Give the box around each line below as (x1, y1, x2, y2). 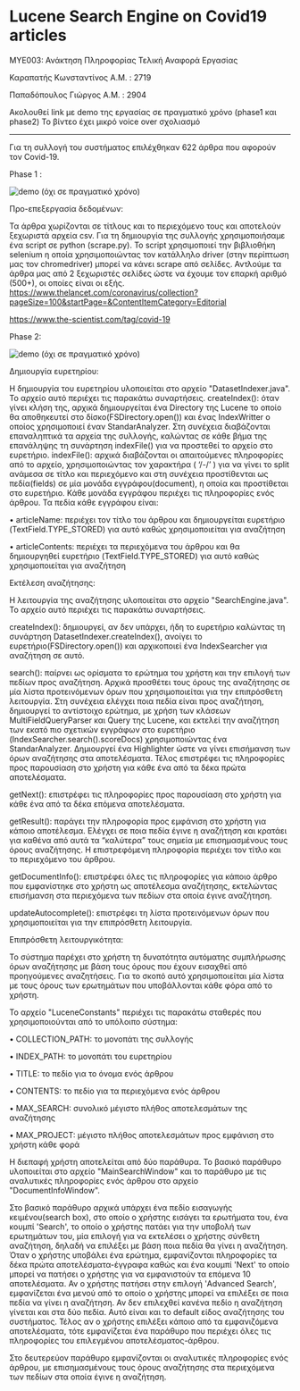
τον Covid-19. (9, 151, 60, 162)
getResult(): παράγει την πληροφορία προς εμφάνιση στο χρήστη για (9, 816, 267, 826)
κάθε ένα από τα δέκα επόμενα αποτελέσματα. (9, 798, 186, 809)
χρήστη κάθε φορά (9, 1139, 80, 1150)
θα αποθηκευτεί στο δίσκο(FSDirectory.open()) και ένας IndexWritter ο (9, 411, 271, 422)
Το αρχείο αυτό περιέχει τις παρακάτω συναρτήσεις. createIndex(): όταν (9, 392, 279, 403)
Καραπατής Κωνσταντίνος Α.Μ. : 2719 (9, 71, 152, 82)
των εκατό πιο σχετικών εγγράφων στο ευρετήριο (9, 724, 196, 734)
